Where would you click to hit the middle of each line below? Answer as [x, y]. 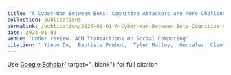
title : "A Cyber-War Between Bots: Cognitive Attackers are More [102, 13]
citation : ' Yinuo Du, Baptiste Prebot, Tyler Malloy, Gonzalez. [107, 45]
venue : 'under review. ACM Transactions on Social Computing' [98, 39]
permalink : [23, 26]
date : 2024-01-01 [32, 32]
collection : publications [44, 20]
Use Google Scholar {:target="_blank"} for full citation [82, 64]
